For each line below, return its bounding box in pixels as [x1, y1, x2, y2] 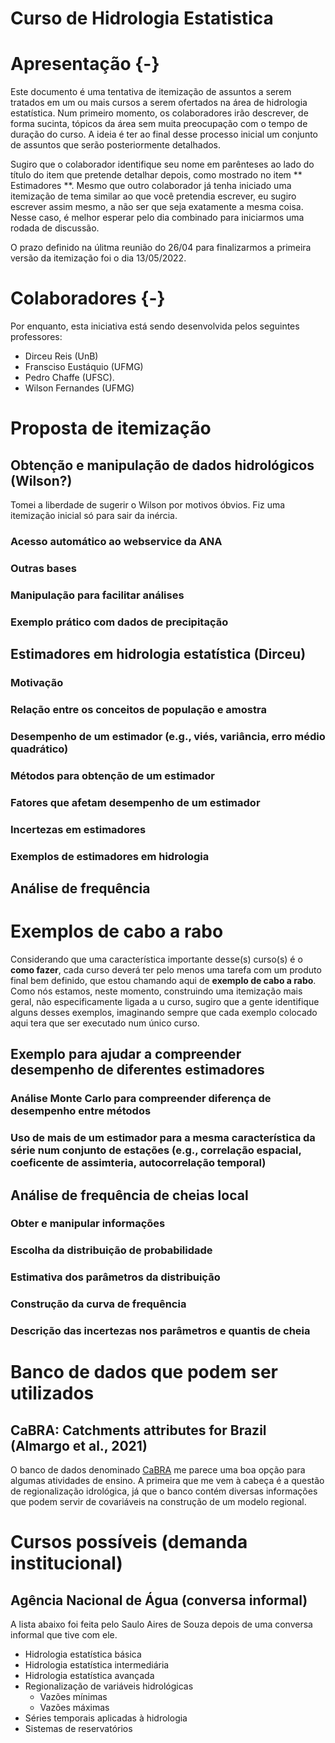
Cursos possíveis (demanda [10, 1531, 248, 1554]
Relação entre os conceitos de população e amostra [10, 702, 267, 716]
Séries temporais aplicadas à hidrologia [24, 1712, 188, 1724]
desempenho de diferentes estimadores [10, 1062, 265, 1079]
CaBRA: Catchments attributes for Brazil [10, 1422, 267, 1439]
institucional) [10, 1552, 123, 1575]
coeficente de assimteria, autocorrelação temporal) [10, 1156, 267, 1170]
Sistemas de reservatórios [24, 1723, 133, 1735]
